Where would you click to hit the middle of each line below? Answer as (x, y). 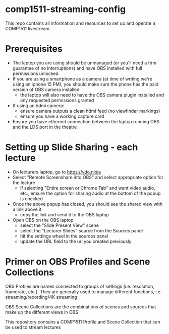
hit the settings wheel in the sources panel (64, 236)
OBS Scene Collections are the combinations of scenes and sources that (81, 307)
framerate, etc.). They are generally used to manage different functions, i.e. (84, 291)
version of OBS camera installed (46, 90)
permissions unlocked (36, 73)
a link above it (27, 209)
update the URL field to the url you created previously (76, 241)
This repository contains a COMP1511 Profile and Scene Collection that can (83, 322)
